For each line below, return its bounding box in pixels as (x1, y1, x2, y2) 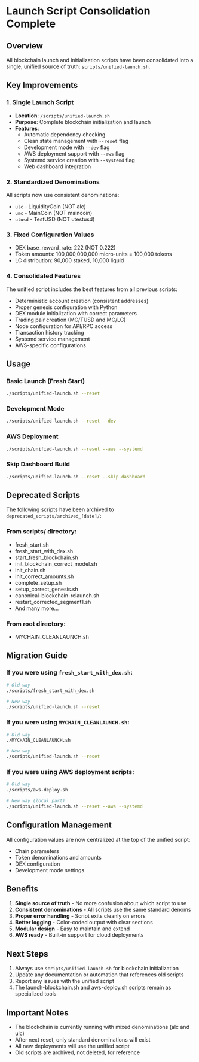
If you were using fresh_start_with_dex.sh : (6, 669, 133, 677)
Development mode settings (14, 866, 85, 873)
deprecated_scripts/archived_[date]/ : (6, 512, 102, 520)
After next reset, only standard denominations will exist (14, 1036, 151, 1043)
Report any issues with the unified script (14, 978, 115, 985)
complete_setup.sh (14, 579, 62, 586)
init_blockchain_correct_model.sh (14, 560, 97, 567)
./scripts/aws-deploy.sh (6, 787, 68, 793)
